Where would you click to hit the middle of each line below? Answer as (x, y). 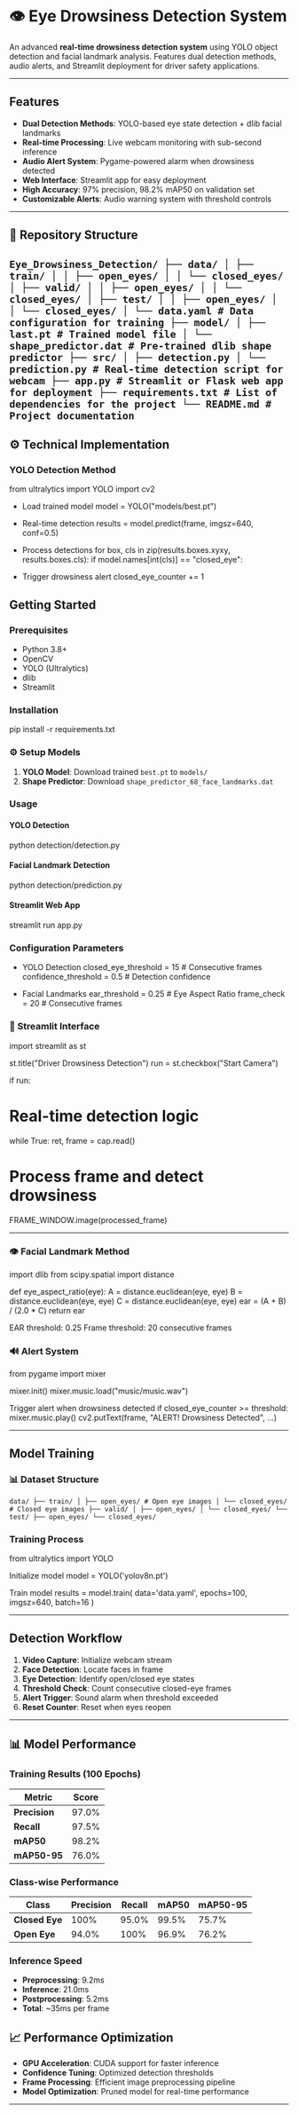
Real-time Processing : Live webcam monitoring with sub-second (141, 142)
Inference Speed (46, 1960)
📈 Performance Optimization (91, 2037)
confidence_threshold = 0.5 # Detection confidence (116, 977)
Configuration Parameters (67, 948)
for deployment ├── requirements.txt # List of (143, 392)
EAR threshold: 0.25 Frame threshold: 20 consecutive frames (121, 1328)
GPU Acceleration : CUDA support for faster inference (120, 2063)
